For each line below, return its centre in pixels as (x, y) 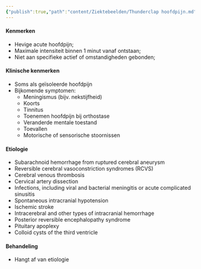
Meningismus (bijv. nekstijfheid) (63, 97)
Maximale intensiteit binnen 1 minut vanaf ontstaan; (78, 50)
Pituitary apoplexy (37, 226)
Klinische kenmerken (33, 71)
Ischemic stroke (34, 207)
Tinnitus (33, 110)
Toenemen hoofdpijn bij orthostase (67, 116)
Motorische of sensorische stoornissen (72, 135)
